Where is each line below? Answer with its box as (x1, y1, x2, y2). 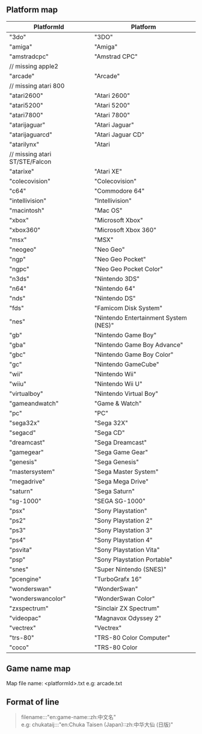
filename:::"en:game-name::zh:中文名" (20, 714, 116, 721)
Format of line (6, 697, 60, 708)
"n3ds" (9, 274, 29, 283)
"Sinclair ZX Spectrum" (94, 604, 160, 612)
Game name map (6, 664, 71, 674)
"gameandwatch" (9, 399, 59, 407)
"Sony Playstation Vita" (94, 545, 160, 554)
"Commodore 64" (94, 186, 145, 195)
